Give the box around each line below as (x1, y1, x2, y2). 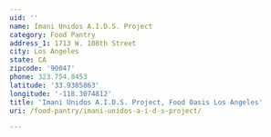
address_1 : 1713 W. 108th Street (9, 38, 137, 48)
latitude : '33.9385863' (9, 81, 100, 90)
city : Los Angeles (9, 47, 79, 56)
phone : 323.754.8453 (9, 73, 89, 82)
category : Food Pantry (9, 30, 96, 39)
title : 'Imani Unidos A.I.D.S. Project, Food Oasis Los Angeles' (9, 97, 263, 107)
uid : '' (9, 13, 39, 23)
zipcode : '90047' (9, 64, 76, 73)
